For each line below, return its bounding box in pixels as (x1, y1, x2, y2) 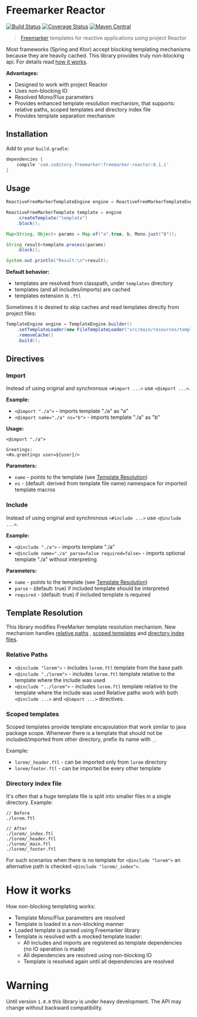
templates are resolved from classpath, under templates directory (14, 280, 173, 287)
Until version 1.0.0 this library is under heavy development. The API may (6, 998, 182, 1005)
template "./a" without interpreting (14, 556, 97, 563)
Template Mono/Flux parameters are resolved (14, 914, 125, 921)
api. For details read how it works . (6, 58, 88, 65)
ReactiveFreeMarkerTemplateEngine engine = (6, 199, 114, 205)
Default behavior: (6, 268, 50, 276)
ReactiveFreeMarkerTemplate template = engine (6, 210, 122, 216)
